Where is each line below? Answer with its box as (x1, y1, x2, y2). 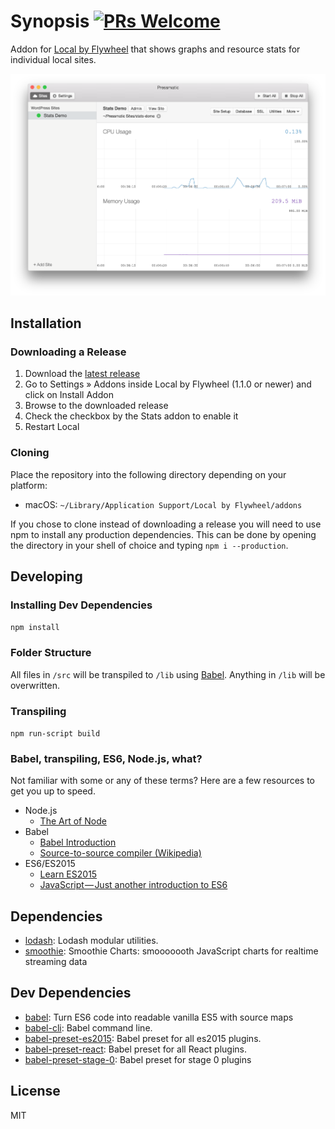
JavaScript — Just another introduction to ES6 (39, 879, 228, 891)
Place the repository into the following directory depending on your (10, 468, 287, 480)
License (10, 1083, 61, 1100)
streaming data (24, 956, 88, 968)
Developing (10, 568, 83, 585)
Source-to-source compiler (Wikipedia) (39, 847, 202, 859)
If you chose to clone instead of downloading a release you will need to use (10, 518, 322, 530)
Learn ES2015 (39, 868, 98, 880)
